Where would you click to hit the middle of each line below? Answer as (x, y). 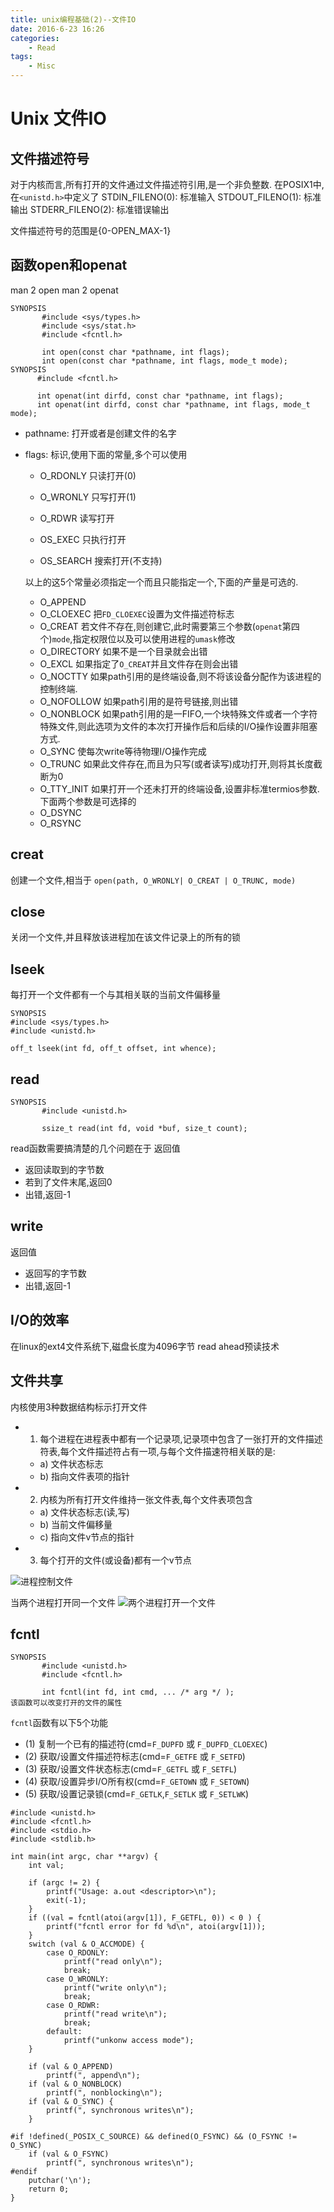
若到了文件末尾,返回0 (68, 1182)
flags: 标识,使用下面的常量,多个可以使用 (106, 454)
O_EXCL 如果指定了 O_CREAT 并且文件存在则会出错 (139, 663)
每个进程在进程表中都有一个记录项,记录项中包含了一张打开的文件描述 (181, 1438)
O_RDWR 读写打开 (77, 518)
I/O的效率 (40, 1320)
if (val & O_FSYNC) (69, 2154)
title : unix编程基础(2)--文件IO (73, 19)
